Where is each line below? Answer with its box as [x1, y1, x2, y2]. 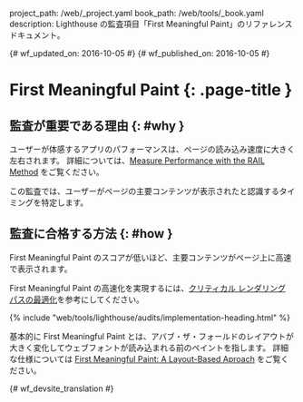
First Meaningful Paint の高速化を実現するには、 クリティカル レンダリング [9, 282, 287, 293]
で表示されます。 [9, 263, 73, 274]
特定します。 [40, 197, 89, 208]
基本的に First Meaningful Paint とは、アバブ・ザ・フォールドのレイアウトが [9, 330, 295, 341]
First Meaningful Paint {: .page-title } [9, 80, 293, 101]
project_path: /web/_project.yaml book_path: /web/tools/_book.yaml [9, 8, 265, 18]
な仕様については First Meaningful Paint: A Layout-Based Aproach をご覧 [9, 353, 281, 364]
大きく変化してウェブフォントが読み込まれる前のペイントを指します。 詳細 [9, 342, 289, 353]
